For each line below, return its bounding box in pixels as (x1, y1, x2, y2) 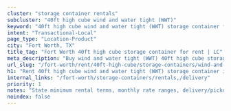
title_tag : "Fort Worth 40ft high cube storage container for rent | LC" (7, 49, 223, 56)
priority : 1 (7, 81, 41, 88)
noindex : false (7, 94, 51, 101)
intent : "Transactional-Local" (7, 29, 97, 37)
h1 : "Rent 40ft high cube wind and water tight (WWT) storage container (7, 68, 220, 74)
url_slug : (7, 61, 36, 68)
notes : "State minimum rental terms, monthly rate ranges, (7, 87, 180, 94)
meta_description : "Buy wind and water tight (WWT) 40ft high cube (7, 55, 205, 62)
